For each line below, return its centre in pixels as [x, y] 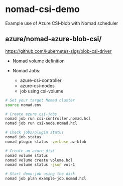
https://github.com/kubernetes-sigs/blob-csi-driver [58, 51]
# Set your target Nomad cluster [40, 100]
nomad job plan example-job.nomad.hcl [46, 179]
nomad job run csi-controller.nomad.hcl [48, 119]
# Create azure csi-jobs [31, 114]
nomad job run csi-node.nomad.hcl [41, 123]
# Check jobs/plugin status [35, 132]
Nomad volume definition [39, 61]
